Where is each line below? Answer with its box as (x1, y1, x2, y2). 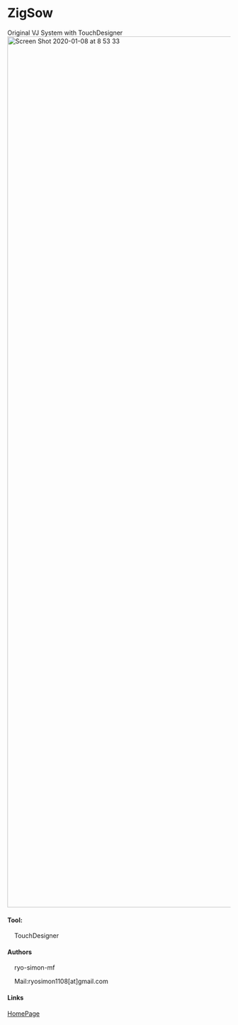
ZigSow (7, 5, 53, 21)
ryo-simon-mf (13, 963, 55, 972)
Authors (7, 948, 33, 956)
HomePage (7, 1009, 40, 1018)
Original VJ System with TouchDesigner (7, 28, 123, 37)
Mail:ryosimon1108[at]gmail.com (13, 977, 108, 986)
